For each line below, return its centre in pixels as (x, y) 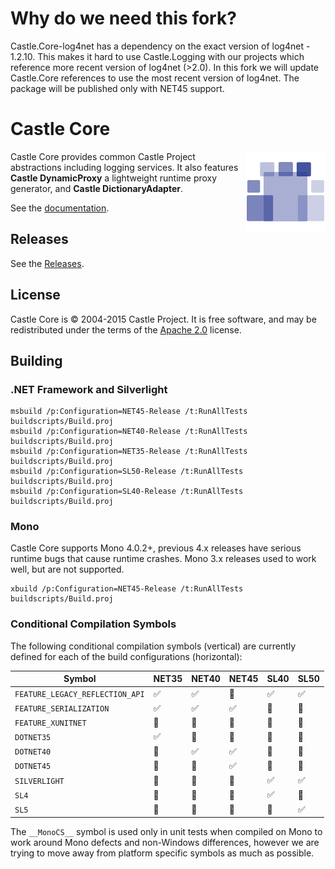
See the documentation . (60, 208)
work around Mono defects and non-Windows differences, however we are (165, 843)
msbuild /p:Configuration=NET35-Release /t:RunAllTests (129, 452)
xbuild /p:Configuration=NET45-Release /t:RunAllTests (127, 589)
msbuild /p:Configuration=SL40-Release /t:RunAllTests (127, 492)
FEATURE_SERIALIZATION (62, 709)
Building (36, 360)
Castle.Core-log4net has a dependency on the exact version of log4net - (160, 46)
